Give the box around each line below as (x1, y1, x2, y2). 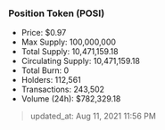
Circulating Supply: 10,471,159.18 (21, 56, 140, 67)
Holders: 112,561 (21, 75, 81, 85)
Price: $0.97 (21, 28, 67, 38)
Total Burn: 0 (21, 65, 69, 76)
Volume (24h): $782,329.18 (21, 93, 121, 104)
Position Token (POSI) (8, 7, 105, 20)
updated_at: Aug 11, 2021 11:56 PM (29, 110, 157, 122)
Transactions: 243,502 (21, 84, 104, 95)
